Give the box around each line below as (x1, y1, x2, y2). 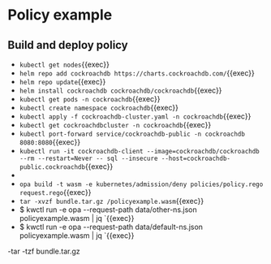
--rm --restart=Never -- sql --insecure (19, 154, 158, 162)
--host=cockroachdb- (161, 154, 231, 162)
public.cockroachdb (19, 163, 86, 171)
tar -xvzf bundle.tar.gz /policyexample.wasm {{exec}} (19, 197, 204, 206)
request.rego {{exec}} (19, 188, 92, 197)
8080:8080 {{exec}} (19, 137, 81, 147)
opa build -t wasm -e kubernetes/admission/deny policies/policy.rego (19, 180, 264, 188)
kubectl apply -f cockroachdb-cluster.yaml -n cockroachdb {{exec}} (19, 111, 252, 121)
